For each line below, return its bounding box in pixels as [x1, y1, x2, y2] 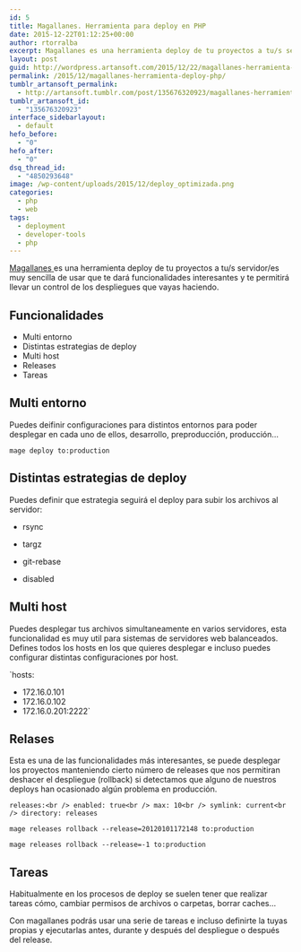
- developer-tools [17, 229, 87, 238]
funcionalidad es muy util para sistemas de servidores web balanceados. [9, 633, 279, 644]
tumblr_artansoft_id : [9, 96, 90, 106]
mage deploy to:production [9, 446, 110, 455]
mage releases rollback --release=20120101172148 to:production [9, 825, 254, 834]
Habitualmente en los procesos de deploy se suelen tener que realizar [9, 888, 268, 899]
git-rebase [21, 556, 61, 567]
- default [17, 122, 54, 131]
